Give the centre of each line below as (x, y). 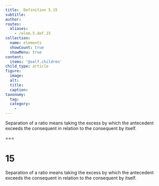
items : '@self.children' (36, 62)
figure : (13, 71)
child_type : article (27, 66)
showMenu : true (26, 52)
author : (13, 19)
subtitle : (16, 15)
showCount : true (27, 48)
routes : (13, 24)
